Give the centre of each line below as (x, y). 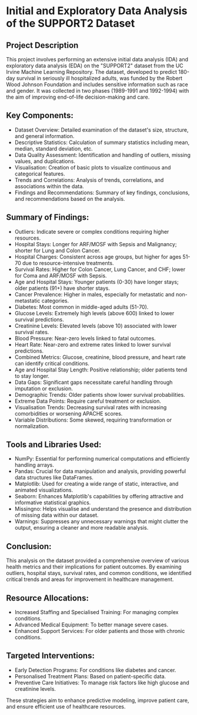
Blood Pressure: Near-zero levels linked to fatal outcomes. (85, 338)
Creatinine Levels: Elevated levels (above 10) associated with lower (96, 325)
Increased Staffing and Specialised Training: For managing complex (96, 612)
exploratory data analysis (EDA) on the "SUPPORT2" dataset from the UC (95, 66)
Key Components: (40, 115)
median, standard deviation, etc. (54, 148)
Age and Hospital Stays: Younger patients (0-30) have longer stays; (96, 282)
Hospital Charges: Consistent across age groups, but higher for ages (98, 257)
